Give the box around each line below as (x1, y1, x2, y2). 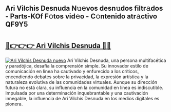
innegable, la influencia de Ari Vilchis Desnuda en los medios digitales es (5, 96, 160, 101)
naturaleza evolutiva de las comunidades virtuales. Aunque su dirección (5, 79, 158, 85)
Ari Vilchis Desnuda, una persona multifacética (67, 57, 166, 63)
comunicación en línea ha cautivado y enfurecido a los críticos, (5, 69, 139, 74)
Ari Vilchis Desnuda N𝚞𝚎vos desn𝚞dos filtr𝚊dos (5, 4, 163, 13)
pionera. (5, 101, 23, 107)
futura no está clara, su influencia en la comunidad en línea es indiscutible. (5, 84, 163, 91)
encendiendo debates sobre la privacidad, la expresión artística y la (5, 74, 148, 80)
